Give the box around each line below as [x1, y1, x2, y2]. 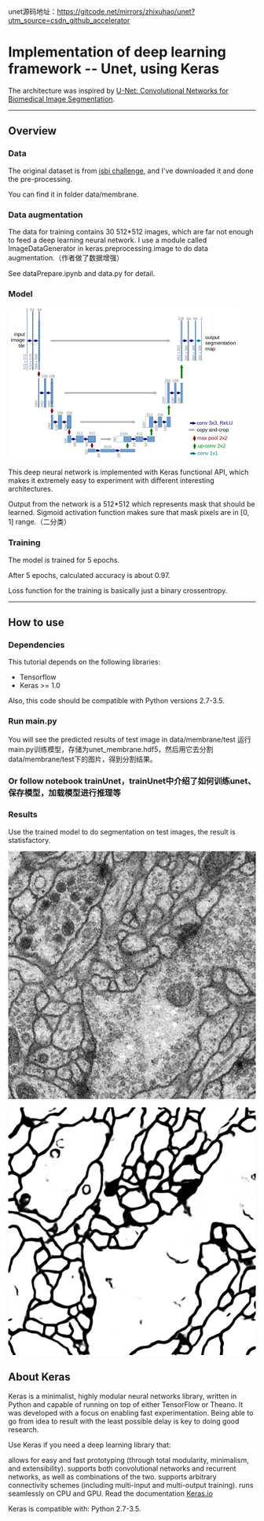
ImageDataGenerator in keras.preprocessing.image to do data [8, 243, 208, 253]
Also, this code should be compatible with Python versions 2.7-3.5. [8, 696, 225, 705]
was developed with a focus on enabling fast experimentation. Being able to [8, 1408, 254, 1417]
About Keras [8, 1371, 71, 1384]
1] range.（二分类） [8, 517, 71, 527]
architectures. [8, 484, 53, 494]
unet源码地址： [8, 7, 57, 16]
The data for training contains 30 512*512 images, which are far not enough [8, 226, 254, 236]
